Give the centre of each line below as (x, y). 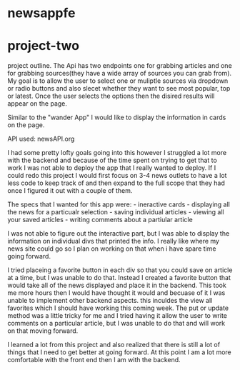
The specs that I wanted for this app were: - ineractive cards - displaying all (119, 204)
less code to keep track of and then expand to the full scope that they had (116, 183)
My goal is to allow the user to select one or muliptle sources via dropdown (118, 81)
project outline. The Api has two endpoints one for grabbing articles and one (120, 66)
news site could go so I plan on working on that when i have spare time (112, 249)
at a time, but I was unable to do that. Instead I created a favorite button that (119, 278)
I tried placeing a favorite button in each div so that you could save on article (120, 270)
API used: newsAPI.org (41, 139)
